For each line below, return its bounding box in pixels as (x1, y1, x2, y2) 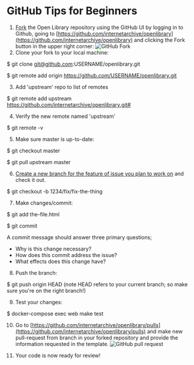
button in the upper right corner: (15, 43, 94, 50)
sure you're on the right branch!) (7, 287, 86, 294)
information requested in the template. (15, 340, 109, 347)
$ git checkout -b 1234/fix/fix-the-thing (7, 188, 103, 195)
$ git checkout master (7, 147, 60, 154)
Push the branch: (15, 269, 57, 276)
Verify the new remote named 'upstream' (15, 113, 116, 120)
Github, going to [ (15, 30, 59, 37)
